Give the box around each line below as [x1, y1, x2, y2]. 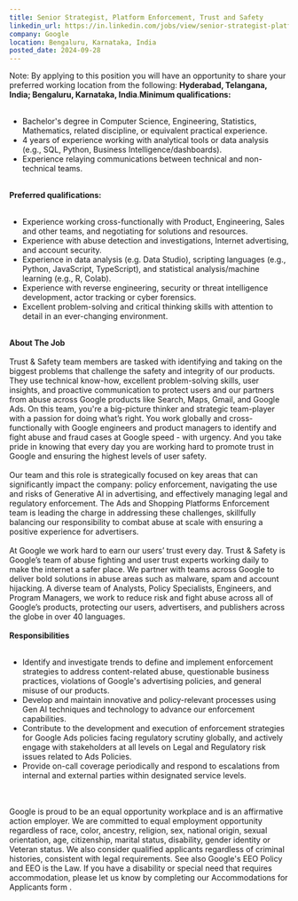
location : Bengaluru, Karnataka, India [9, 37, 157, 47]
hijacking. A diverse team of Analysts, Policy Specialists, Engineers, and [9, 583, 272, 594]
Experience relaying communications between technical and [21, 154, 243, 164]
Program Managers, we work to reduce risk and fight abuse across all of [9, 593, 274, 603]
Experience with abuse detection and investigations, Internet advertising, [21, 235, 289, 246]
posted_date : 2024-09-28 [9, 46, 101, 55]
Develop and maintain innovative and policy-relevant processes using [21, 695, 277, 706]
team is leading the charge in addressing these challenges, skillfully [9, 507, 256, 518]
